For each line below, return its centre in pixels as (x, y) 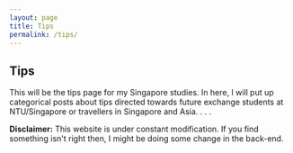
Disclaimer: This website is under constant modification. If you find (134, 129)
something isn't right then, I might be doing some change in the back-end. (146, 139)
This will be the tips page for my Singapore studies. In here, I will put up (142, 93)
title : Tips (31, 26)
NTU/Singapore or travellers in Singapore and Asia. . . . (111, 112)
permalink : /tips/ (44, 34)
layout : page (34, 18)
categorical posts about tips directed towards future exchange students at (146, 102)
